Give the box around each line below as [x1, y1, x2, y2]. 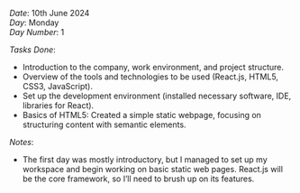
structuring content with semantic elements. [22, 119, 186, 130]
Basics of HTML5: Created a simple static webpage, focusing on [22, 110, 261, 120]
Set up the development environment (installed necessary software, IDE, [22, 90, 292, 101]
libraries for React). [22, 100, 95, 111]
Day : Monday [9, 17, 59, 28]
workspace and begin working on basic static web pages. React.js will [22, 164, 284, 174]
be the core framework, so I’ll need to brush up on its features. [22, 173, 255, 184]
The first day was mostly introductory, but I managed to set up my [22, 154, 268, 165]
